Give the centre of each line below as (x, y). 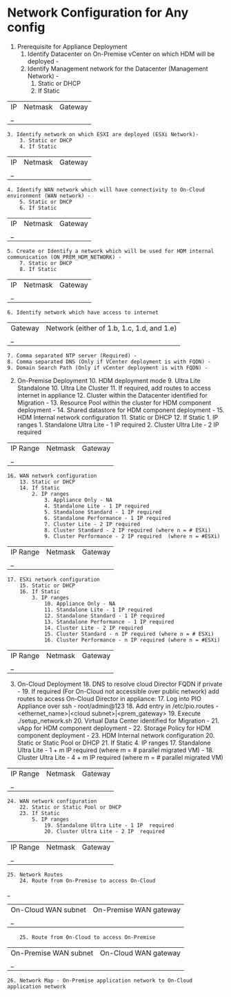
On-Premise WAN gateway (137, 909)
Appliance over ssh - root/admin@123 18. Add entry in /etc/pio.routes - (118, 706)
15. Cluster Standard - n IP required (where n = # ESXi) (129, 634)
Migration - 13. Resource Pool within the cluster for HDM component (114, 402)
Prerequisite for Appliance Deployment (72, 46)
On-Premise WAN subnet (52, 953)
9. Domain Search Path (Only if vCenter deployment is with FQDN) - (108, 368)
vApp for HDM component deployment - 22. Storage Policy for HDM (114, 728)
